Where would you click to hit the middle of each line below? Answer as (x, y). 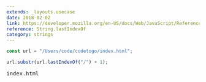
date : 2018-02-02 (29, 18)
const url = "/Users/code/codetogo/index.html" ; (70, 51)
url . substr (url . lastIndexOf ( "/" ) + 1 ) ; (57, 62)
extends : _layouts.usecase (41, 12)
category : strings (30, 35)
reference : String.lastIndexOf (46, 29)
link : (13, 23)
